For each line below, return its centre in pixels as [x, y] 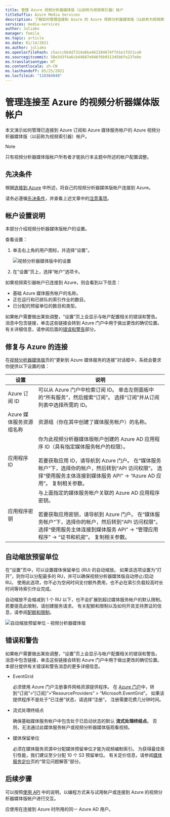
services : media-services [32, 24]
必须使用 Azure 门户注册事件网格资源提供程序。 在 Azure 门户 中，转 [83, 686]
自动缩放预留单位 [32, 557]
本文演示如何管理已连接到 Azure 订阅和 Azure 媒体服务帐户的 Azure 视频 [81, 130]
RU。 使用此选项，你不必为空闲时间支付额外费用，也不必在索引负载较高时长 [84, 583]
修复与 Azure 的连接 [37, 347]
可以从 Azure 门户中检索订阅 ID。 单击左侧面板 [94, 390]
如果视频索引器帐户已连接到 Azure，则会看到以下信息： [63, 283]
